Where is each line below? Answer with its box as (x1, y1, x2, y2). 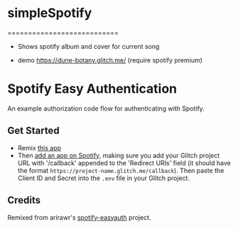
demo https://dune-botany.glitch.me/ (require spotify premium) (17, 55, 202, 65)
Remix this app (17, 143, 62, 152)
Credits (7, 194, 41, 206)
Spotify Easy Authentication (7, 81, 178, 97)
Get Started (7, 125, 60, 137)
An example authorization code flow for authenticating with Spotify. (7, 104, 205, 113)
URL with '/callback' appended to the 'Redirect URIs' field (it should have (17, 158, 231, 167)
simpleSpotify (7, 5, 92, 21)
